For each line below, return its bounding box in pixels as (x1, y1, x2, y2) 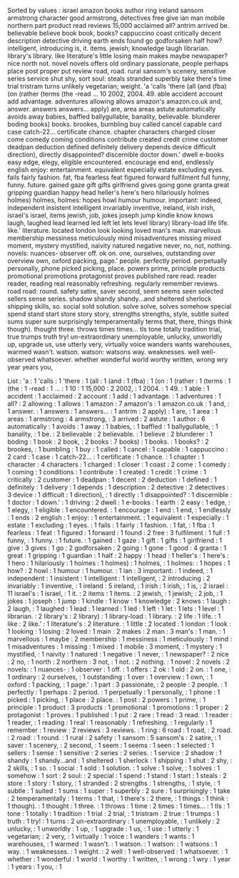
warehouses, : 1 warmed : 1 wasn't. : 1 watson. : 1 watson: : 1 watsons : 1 (7, 839, 218, 848)
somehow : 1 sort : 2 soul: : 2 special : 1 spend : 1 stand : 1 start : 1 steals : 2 (7, 772, 227, 779)
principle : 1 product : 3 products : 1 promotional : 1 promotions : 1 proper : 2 (7, 703, 229, 712)
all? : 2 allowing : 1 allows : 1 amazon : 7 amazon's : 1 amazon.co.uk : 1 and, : (7, 399, 230, 408)
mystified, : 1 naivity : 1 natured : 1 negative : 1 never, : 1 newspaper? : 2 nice (7, 650, 230, 658)
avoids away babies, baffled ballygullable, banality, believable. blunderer (7, 112, 221, 121)
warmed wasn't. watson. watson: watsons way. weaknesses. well (7, 348, 200, 356)
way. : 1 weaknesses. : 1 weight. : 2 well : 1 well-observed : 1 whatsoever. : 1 (7, 847, 228, 856)
